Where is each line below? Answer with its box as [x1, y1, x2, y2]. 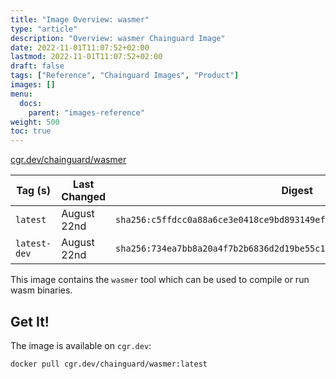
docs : [19, 98, 43, 108]
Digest [281, 184, 313, 198]
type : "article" [10, 24, 78, 34]
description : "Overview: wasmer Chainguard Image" [10, 33, 226, 43]
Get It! [10, 313, 50, 330]
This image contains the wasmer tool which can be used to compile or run [10, 274, 310, 286]
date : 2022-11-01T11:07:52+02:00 [10, 42, 150, 53]
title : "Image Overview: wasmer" [10, 14, 150, 25]
